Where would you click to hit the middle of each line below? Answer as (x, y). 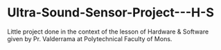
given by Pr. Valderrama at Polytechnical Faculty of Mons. (90, 38)
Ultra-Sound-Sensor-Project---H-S (111, 13)
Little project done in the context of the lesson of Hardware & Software (108, 32)
